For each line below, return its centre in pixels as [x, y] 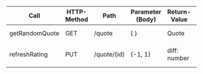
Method [77, 19]
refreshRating [29, 54]
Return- [179, 12]
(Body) [146, 19]
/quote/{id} [109, 54]
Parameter [146, 12]
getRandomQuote [34, 33]
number [178, 58]
